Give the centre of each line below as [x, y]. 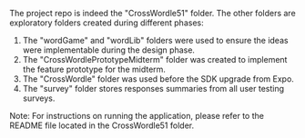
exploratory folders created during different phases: [107, 23]
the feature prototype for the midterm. [94, 69]
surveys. [39, 98]
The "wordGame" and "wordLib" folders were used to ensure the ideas [155, 40]
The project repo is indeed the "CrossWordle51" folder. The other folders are [152, 13]
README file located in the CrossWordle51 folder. [102, 125]
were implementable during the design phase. [109, 50]
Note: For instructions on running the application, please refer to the [137, 116]
